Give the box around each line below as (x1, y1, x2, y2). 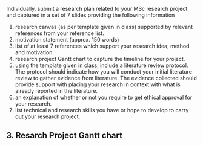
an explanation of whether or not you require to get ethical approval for (15, 94, 193, 101)
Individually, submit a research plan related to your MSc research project (6, 5, 188, 12)
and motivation (15, 49, 53, 56)
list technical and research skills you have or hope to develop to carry (15, 107, 189, 113)
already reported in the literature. (15, 87, 98, 94)
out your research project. (15, 113, 81, 120)
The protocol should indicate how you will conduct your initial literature (15, 68, 193, 75)
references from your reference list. (15, 30, 104, 37)
